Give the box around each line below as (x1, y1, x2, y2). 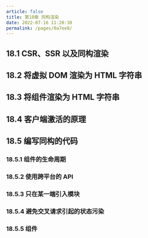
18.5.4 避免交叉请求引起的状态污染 (6, 207, 104, 216)
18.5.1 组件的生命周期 (6, 155, 66, 164)
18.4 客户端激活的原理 (6, 114, 87, 124)
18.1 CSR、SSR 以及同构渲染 (6, 48, 109, 58)
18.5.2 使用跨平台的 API (6, 172, 74, 181)
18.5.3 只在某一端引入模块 (6, 190, 80, 198)
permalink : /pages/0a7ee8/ (6, 25, 73, 31)
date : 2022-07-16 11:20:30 (6, 19, 73, 25)
